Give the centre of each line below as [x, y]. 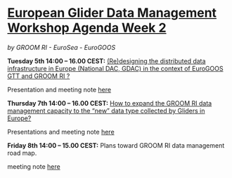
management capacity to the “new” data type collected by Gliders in [106, 110]
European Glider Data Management [112, 13]
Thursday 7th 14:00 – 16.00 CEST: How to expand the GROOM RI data [110, 103]
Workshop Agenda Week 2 [87, 28]
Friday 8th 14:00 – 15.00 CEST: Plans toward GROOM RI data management [116, 145]
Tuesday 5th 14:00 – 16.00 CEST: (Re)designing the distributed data [107, 61]
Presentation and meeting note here [59, 89]
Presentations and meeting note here [61, 132]
